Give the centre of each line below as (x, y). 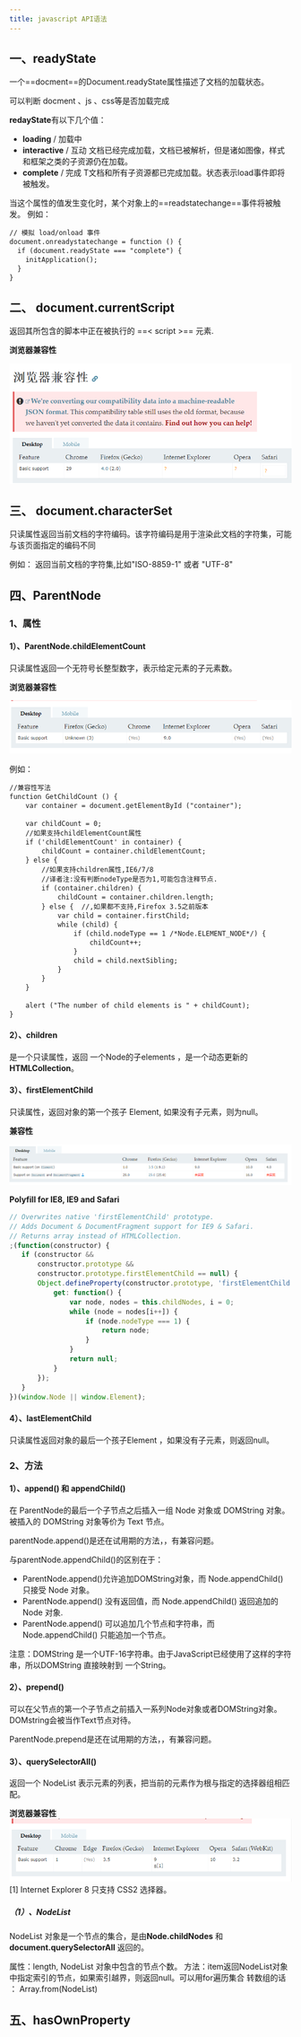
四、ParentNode (55, 596)
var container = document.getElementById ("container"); (134, 805)
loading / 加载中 (52, 139)
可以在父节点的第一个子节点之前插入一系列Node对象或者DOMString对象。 (146, 1708)
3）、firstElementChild (52, 1090)
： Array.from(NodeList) (54, 1989)
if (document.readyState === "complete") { (99, 251)
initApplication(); (62, 260)
